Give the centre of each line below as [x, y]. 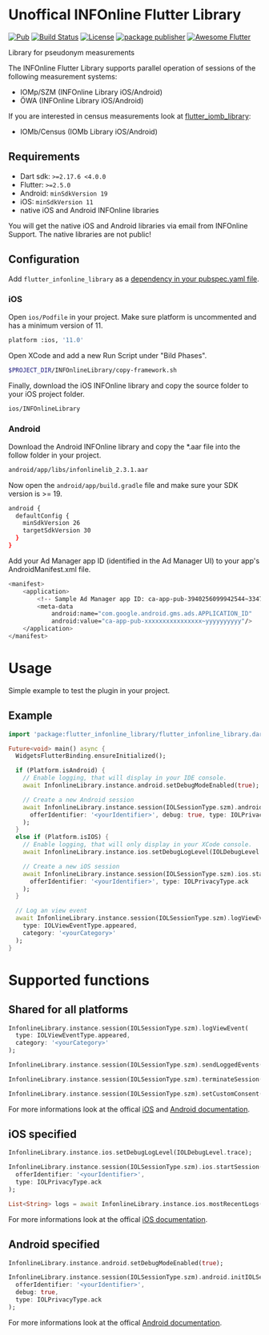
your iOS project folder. [47, 393]
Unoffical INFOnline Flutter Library [125, 15]
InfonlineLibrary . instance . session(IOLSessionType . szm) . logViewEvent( [128, 1028]
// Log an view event [52, 911]
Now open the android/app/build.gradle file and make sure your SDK [123, 485]
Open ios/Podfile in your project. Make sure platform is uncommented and [132, 317]
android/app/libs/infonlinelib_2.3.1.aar [78, 470]
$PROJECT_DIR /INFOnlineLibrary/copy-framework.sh [93, 370]
